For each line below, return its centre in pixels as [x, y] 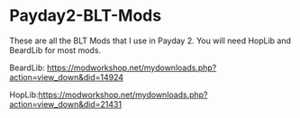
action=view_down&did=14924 [67, 77]
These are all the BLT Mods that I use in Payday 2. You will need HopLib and [150, 41]
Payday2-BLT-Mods [86, 16]
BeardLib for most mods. [55, 50]
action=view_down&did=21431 [66, 104]
